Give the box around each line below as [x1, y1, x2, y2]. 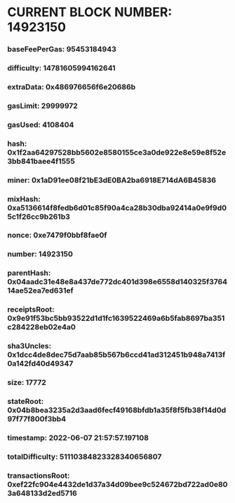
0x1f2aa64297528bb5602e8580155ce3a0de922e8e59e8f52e [7, 147, 227, 157]
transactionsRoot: [7, 471, 70, 480]
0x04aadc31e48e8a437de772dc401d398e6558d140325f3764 [7, 277, 228, 287]
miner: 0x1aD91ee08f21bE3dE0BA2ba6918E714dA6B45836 [7, 175, 216, 185]
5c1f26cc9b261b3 [7, 212, 70, 222]
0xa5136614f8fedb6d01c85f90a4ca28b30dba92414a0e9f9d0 [7, 203, 227, 212]
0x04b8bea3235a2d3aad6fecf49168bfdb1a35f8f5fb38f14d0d [7, 405, 227, 415]
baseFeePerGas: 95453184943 [7, 44, 117, 54]
